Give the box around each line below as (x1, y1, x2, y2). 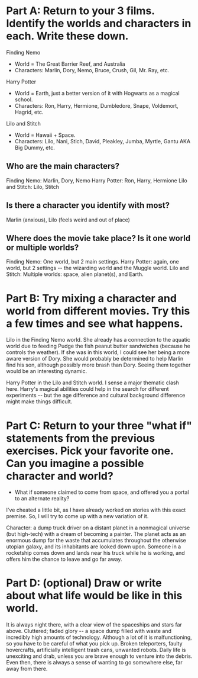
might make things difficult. (6, 398, 73, 405)
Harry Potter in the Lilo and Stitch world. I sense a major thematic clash (6, 379, 179, 386)
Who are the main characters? (6, 161, 120, 171)
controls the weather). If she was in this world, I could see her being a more (6, 349, 190, 356)
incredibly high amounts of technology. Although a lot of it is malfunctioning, (6, 634, 192, 641)
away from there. (6, 665, 48, 673)
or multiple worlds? (6, 242, 79, 252)
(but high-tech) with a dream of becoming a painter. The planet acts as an (6, 531, 186, 538)
